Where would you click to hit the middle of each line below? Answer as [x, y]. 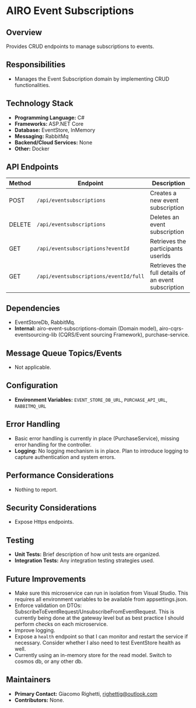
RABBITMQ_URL [30, 406]
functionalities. [32, 85]
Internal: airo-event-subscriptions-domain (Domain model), [86, 329]
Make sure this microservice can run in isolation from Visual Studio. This [101, 593]
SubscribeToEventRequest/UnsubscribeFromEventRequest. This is [94, 612]
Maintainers [29, 680]
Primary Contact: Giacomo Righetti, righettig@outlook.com [86, 693]
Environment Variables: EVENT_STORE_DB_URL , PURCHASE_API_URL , [91, 399]
